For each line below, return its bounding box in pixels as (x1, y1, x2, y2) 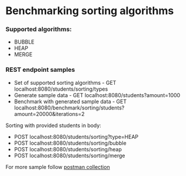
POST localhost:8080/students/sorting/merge (14, 152, 125, 159)
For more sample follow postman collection (5, 163, 110, 170)
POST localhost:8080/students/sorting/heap (14, 145, 122, 152)
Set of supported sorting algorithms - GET (14, 79, 117, 86)
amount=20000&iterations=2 (14, 110, 85, 117)
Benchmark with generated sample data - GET (14, 98, 127, 105)
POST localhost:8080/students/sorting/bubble (14, 140, 127, 147)
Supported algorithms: (5, 25, 72, 34)
